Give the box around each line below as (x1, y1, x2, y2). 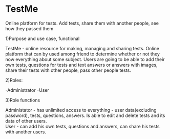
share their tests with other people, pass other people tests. (5, 67, 132, 73)
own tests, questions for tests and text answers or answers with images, (5, 62, 158, 68)
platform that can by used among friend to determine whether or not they (5, 51, 160, 57)
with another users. (5, 129, 46, 135)
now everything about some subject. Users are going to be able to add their (5, 56, 165, 62)
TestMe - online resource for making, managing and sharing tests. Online (5, 45, 160, 51)
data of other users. (5, 117, 47, 124)
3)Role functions (5, 97, 40, 103)
